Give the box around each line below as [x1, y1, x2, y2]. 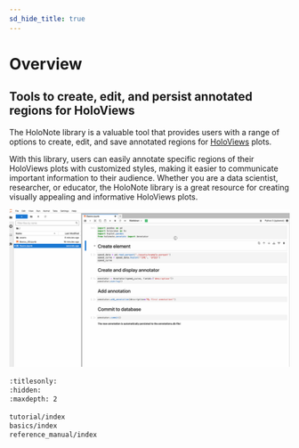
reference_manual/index [9, 430, 98, 439]
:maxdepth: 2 [9, 395, 58, 403]
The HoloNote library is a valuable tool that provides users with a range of [9, 126, 280, 137]
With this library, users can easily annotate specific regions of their [9, 153, 255, 164]
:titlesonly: [9, 377, 58, 386]
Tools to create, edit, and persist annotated [9, 89, 254, 104]
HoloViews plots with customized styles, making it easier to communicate [9, 163, 279, 174]
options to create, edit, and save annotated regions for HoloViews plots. [9, 136, 272, 147]
